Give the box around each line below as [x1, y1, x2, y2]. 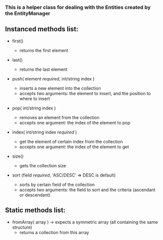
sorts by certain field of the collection [19, 181, 95, 187]
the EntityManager [5, 10, 50, 17]
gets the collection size [19, 162, 66, 168]
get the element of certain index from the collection [19, 139, 123, 144]
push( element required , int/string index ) [12, 76, 95, 81]
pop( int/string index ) [12, 105, 56, 111]
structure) [12, 224, 33, 230]
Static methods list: [5, 206, 66, 215]
